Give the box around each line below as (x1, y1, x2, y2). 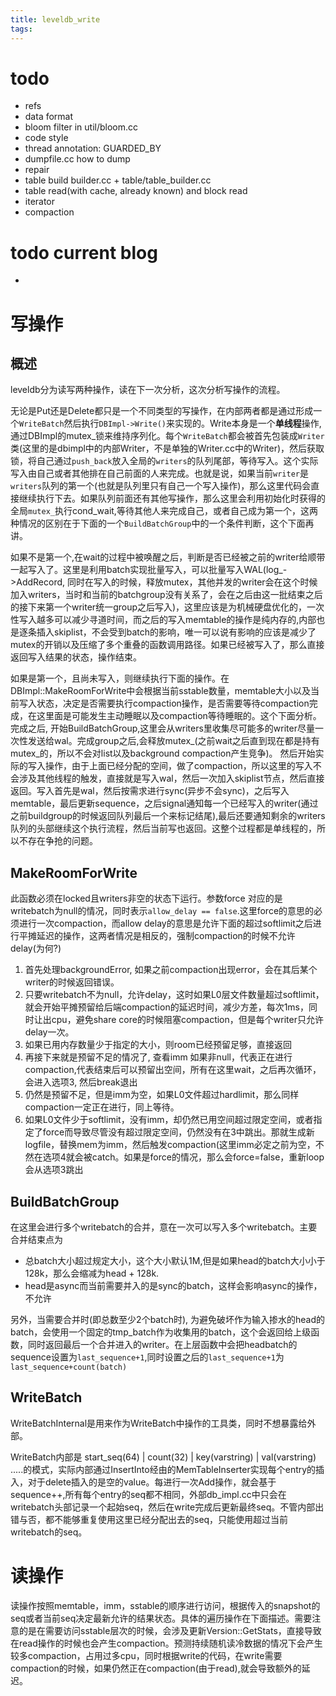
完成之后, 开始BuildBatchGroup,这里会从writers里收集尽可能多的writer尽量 (10, 722, 315, 735)
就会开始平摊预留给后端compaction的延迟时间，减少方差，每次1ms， (24, 1001, 310, 1013)
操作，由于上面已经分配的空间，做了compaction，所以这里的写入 (44, 760, 313, 772)
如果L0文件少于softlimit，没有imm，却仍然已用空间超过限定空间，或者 (24, 1114, 314, 1126)
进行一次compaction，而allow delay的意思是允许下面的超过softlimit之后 (18, 917, 313, 930)
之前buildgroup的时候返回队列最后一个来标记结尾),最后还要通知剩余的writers (10, 810, 326, 822)
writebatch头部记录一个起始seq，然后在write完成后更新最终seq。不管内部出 (10, 1501, 325, 1513)
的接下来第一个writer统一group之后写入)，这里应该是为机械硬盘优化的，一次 (10, 601, 325, 613)
